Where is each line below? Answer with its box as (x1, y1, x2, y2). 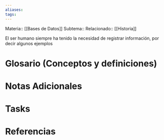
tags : (5, 12, 16, 17)
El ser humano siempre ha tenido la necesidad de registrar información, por (5, 35, 160, 41)
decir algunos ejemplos (5, 40, 53, 46)
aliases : (5, 7, 23, 12)
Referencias (5, 126, 56, 137)
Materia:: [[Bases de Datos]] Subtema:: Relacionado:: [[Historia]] (5, 25, 137, 31)
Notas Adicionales (5, 80, 82, 92)
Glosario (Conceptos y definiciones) (5, 58, 158, 69)
